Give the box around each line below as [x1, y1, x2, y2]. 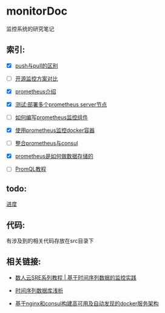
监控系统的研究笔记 [6, 25, 55, 32]
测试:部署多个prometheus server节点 [15, 100, 107, 108]
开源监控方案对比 [15, 75, 58, 82]
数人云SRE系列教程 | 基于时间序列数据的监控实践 [15, 273, 136, 281]
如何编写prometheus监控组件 [15, 114, 88, 121]
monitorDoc [6, 4, 68, 18]
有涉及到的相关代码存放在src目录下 [6, 237, 94, 244]
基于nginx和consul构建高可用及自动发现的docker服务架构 [15, 300, 159, 307]
